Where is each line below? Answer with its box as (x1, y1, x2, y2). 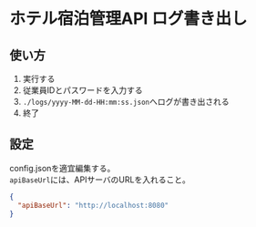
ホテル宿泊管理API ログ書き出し (9, 8, 248, 29)
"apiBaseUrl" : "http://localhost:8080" (17, 201, 169, 210)
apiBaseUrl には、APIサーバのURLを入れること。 (9, 174, 191, 185)
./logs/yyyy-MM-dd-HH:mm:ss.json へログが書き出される (22, 97, 230, 107)
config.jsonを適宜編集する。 (9, 162, 116, 173)
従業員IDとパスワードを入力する (22, 85, 143, 96)
